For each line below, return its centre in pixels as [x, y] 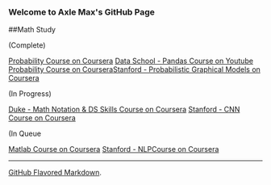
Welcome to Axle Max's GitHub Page [82, 12]
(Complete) [27, 45]
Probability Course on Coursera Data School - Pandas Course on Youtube [131, 61]
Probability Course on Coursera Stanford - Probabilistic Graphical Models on [134, 69]
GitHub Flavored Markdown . [55, 173]
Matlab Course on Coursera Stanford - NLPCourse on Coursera [114, 149]
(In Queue [25, 134]
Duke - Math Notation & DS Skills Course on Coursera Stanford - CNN [124, 109]
